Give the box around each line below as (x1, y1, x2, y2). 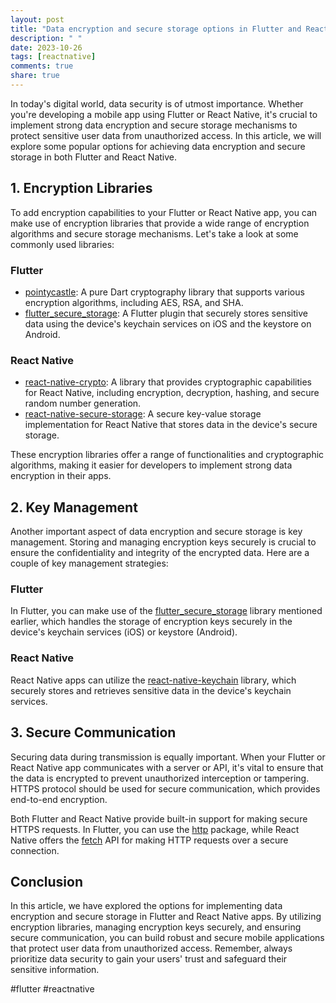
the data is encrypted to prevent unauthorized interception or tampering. (10, 772, 310, 784)
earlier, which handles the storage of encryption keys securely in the (10, 616, 293, 628)
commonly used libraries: (10, 238, 115, 250)
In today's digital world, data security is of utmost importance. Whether (10, 97, 304, 110)
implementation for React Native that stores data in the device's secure (24, 419, 318, 431)
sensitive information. (10, 964, 100, 976)
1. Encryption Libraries (10, 180, 153, 197)
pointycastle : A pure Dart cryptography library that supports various (24, 286, 305, 298)
